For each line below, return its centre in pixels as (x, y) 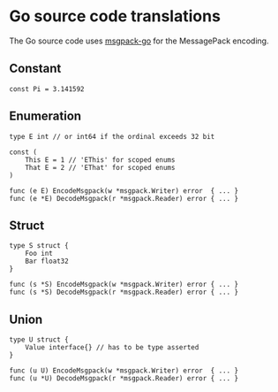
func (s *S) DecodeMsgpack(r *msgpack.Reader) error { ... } (124, 292)
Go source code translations (115, 16)
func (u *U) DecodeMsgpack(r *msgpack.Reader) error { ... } (124, 379)
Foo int (39, 254)
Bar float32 (47, 261)
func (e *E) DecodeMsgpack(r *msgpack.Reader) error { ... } (124, 198)
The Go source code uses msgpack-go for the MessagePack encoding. (139, 41)
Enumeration (45, 116)
